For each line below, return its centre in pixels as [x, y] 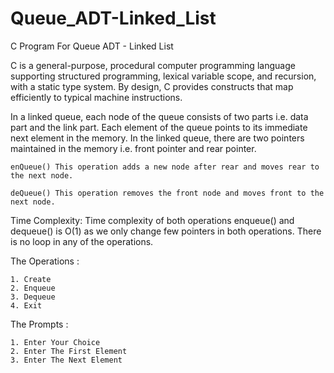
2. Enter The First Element [69, 351]
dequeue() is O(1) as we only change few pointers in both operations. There [166, 231]
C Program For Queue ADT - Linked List [92, 46]
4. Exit [26, 305]
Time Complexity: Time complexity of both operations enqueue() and [152, 220]
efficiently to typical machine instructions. [96, 97]
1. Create [31, 279]
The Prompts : [39, 324]
